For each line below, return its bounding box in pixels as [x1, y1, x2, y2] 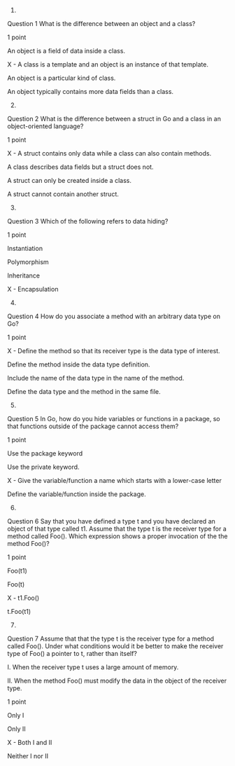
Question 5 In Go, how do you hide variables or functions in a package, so [7, 415, 220, 423]
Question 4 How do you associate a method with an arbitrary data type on [7, 312, 220, 320]
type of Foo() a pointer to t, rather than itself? [7, 650, 138, 657]
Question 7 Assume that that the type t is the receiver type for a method [7, 634, 215, 643]
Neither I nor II [7, 752, 49, 760]
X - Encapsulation [7, 285, 59, 293]
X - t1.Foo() [7, 594, 40, 602]
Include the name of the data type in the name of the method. [7, 374, 185, 382]
